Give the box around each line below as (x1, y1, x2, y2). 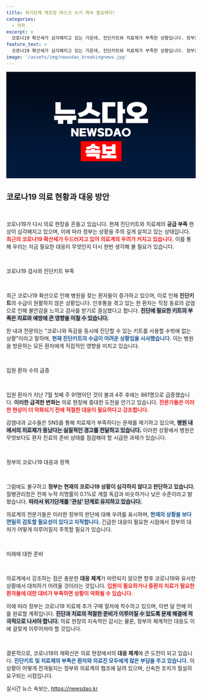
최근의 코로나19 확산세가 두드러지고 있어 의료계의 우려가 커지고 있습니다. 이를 (6, 235, 185, 243)
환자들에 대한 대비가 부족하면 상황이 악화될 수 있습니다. (6, 590, 133, 597)
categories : (6, 16, 36, 22)
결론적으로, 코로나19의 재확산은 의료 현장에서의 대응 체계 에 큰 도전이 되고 (6, 650, 177, 657)
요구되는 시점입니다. (6, 672, 53, 679)
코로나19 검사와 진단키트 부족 (6, 268, 75, 275)
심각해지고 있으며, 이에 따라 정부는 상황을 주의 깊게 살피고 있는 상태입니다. (17, 228, 191, 235)
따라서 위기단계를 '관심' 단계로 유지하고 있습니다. (28, 498, 142, 505)
